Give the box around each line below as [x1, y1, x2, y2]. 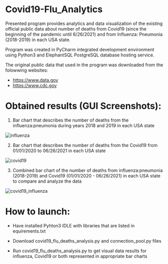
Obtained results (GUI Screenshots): [5, 100, 161, 112]
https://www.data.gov [12, 77, 58, 83]
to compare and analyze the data [12, 178, 82, 184]
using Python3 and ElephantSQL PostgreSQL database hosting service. [5, 52, 155, 58]
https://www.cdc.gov [12, 82, 57, 89]
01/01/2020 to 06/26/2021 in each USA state [12, 148, 106, 154]
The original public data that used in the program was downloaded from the [5, 62, 163, 68]
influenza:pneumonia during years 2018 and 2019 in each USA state [12, 122, 155, 128]
